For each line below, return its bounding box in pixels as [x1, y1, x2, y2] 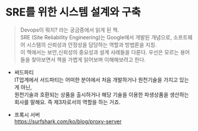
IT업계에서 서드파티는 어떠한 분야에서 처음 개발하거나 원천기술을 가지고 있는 [14, 76, 190, 83]
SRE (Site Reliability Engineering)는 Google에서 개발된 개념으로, [20, 33, 172, 40]
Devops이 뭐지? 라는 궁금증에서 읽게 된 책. [20, 26, 120, 33]
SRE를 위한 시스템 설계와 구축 [5, 5, 141, 19]
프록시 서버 [14, 111, 40, 118]
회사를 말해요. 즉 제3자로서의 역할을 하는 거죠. [14, 98, 121, 105]
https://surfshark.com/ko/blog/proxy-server [14, 117, 122, 125]
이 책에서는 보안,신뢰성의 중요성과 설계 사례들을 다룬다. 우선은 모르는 [20, 48, 179, 55]
